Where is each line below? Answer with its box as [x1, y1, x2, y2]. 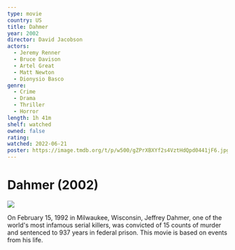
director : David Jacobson [7, 36, 83, 43]
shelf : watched [7, 120, 52, 128]
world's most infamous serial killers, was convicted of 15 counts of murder [7, 221, 222, 229]
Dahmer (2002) [7, 177, 99, 193]
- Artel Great [13, 62, 55, 69]
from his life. [7, 235, 43, 244]
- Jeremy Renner [13, 50, 61, 57]
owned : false [7, 127, 45, 134]
